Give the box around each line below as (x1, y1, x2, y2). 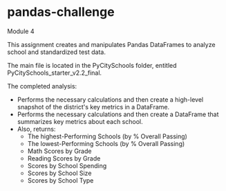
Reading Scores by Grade (27, 154, 101, 163)
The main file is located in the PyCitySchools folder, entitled (7, 61, 178, 69)
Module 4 (7, 27, 35, 35)
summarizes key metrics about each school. (17, 117, 143, 125)
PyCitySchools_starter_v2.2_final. (7, 69, 102, 77)
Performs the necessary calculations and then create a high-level (17, 95, 204, 104)
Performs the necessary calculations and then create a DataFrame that (17, 110, 219, 118)
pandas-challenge (7, 4, 115, 20)
